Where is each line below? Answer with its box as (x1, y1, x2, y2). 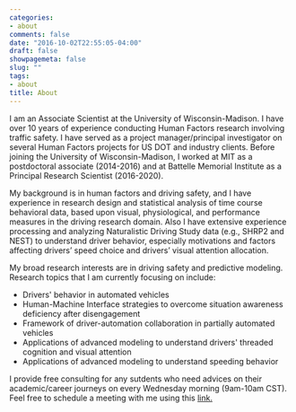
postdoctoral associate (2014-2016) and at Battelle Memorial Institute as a (9, 161, 283, 171)
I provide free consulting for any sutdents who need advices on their (9, 373, 263, 384)
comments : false (9, 30, 70, 39)
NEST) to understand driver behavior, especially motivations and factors (9, 235, 276, 246)
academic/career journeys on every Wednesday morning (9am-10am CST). (9, 382, 287, 393)
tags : (9, 72, 30, 81)
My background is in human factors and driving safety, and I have (9, 188, 252, 198)
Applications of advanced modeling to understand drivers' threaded (22, 337, 274, 347)
